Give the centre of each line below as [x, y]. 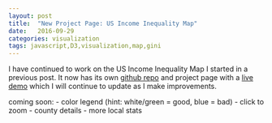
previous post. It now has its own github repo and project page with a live [131, 78]
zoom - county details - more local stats [75, 111]
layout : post [30, 16]
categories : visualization [54, 38]
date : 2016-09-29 [41, 31]
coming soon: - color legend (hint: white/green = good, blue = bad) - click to [136, 102]
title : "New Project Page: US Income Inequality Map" [103, 23]
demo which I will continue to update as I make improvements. [113, 87]
